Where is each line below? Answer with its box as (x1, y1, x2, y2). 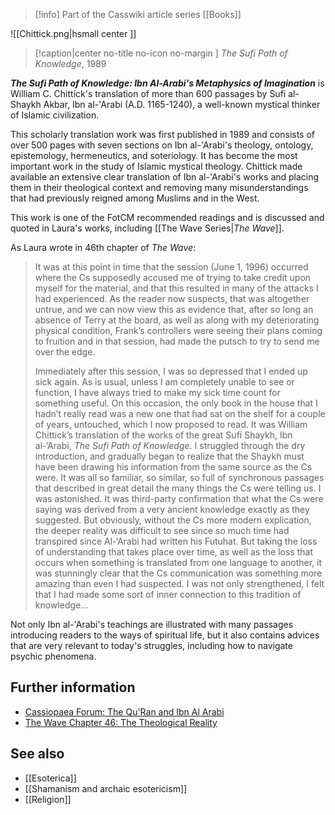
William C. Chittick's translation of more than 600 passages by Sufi (10, 88, 287, 99)
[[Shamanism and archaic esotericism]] (24, 782, 188, 794)
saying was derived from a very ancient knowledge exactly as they (34, 504, 310, 515)
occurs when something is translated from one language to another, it (34, 557, 323, 568)
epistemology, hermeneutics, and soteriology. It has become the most (10, 150, 298, 161)
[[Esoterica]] (24, 772, 77, 784)
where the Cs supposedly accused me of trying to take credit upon (34, 272, 312, 283)
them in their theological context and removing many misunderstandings (10, 182, 309, 193)
